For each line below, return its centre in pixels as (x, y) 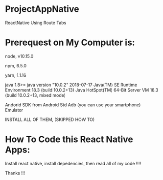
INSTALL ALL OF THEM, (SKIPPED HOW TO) (50, 120)
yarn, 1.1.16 (16, 75)
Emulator (14, 110)
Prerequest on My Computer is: (70, 43)
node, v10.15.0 (19, 56)
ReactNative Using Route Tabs (36, 23)
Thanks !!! (15, 173)
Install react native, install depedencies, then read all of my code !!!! (73, 163)
